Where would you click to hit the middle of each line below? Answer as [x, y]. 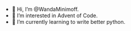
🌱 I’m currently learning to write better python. [68, 22]
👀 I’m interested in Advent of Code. [55, 15]
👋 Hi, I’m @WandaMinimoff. [45, 9]
